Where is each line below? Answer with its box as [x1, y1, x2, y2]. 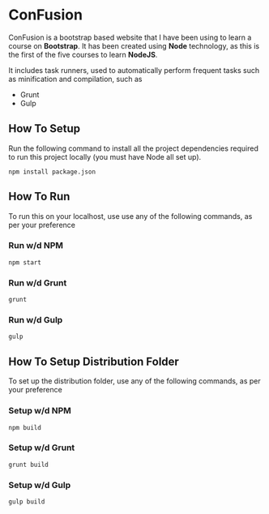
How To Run [8, 190, 70, 203]
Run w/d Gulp [8, 315, 63, 326]
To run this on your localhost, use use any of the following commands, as [8, 211, 253, 221]
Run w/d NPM [8, 240, 63, 251]
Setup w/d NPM [8, 405, 71, 417]
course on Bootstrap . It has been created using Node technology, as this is [8, 41, 260, 50]
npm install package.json [8, 168, 96, 176]
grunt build [8, 460, 49, 469]
